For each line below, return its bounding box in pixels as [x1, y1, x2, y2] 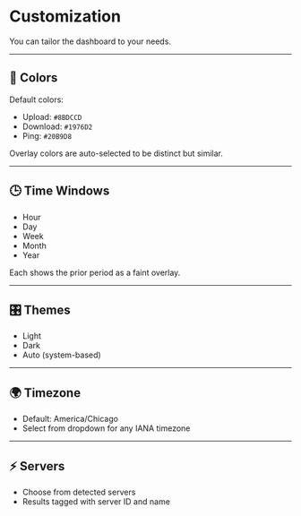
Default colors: [9, 94, 64, 105]
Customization [9, 6, 121, 27]
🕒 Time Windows [9, 184, 110, 199]
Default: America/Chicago [21, 414, 119, 425]
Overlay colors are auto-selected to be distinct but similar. [9, 148, 224, 159]
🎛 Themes [9, 302, 72, 317]
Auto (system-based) [21, 349, 101, 360]
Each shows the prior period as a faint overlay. [9, 267, 181, 278]
